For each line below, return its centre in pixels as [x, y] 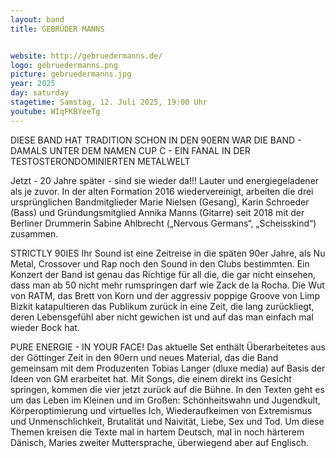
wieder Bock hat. [45, 327]
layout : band [37, 19]
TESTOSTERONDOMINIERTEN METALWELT [100, 161]
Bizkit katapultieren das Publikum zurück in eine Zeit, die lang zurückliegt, [162, 306]
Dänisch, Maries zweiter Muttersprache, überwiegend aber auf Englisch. [159, 442]
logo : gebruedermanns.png [64, 65]
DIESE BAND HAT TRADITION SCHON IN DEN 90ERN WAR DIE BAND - [156, 140]
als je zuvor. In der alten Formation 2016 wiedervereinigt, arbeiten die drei [162, 191]
